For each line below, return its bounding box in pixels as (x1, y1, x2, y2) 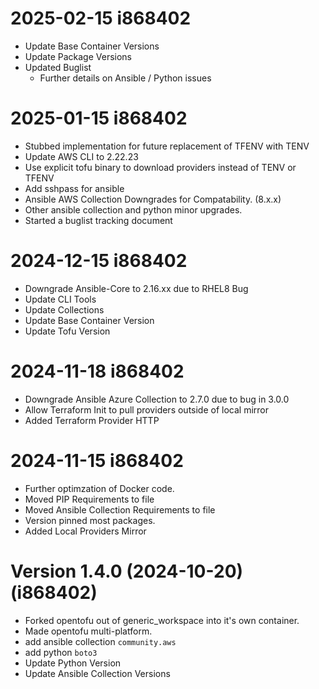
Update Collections (24, 303, 105, 316)
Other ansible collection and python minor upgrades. (24, 203, 243, 216)
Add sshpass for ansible (24, 182, 125, 194)
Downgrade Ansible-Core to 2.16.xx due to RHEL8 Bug (24, 282, 249, 294)
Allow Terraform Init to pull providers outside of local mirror (24, 403, 270, 416)
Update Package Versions (24, 50, 133, 62)
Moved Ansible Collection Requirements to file (24, 503, 216, 516)
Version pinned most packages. (24, 514, 156, 526)
